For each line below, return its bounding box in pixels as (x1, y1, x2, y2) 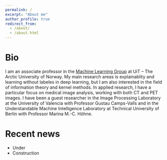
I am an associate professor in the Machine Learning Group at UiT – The (5, 68, 153, 74)
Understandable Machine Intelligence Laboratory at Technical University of (5, 105, 160, 111)
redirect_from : (5, 21, 37, 26)
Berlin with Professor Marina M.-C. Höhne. (5, 111, 93, 117)
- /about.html (9, 30, 39, 35)
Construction (12, 150, 39, 156)
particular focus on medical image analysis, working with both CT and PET (5, 89, 159, 95)
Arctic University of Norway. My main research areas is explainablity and (5, 73, 155, 80)
